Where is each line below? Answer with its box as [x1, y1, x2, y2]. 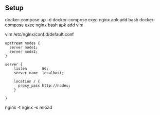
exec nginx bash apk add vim [25, 22, 84, 28]
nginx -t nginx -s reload [5, 104, 53, 110]
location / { [14, 79, 40, 84]
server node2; [9, 49, 38, 54]
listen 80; [14, 66, 49, 71]
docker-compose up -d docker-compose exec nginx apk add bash [5, 16, 139, 22]
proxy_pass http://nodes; [18, 83, 71, 88]
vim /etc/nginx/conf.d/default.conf [5, 31, 74, 37]
